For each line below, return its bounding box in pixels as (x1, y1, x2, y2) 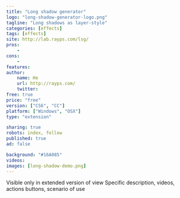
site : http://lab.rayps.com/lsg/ (6, 36, 89, 42)
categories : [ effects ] (6, 25, 62, 32)
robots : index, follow (6, 130, 62, 136)
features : (6, 64, 31, 70)
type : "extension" (6, 114, 52, 120)
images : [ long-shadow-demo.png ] (6, 163, 86, 169)
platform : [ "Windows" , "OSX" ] (6, 108, 81, 114)
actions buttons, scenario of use (6, 186, 85, 193)
